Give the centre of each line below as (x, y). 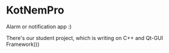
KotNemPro (35, 10)
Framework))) (23, 44)
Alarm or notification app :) (39, 26)
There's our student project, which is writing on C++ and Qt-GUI (84, 38)
